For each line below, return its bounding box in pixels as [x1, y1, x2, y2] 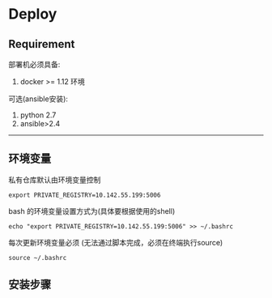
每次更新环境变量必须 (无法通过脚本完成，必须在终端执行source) [8, 237, 223, 247]
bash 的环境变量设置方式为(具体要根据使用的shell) [8, 206, 176, 215]
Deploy [8, 5, 57, 23]
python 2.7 [19, 110, 57, 120]
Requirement [8, 37, 75, 51]
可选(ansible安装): [8, 94, 69, 104]
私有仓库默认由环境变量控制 [8, 175, 101, 185]
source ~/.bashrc [8, 253, 67, 262]
